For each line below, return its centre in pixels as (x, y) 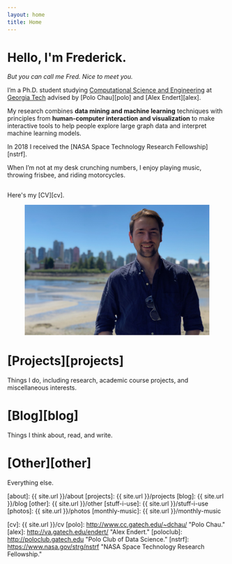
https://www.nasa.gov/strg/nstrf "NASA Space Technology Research (106, 547)
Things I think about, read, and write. (60, 435)
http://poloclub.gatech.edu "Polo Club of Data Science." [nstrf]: (98, 539)
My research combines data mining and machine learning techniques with (115, 111)
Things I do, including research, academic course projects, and (98, 380)
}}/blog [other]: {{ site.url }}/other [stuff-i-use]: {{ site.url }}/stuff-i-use (108, 503)
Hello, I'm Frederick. (67, 58)
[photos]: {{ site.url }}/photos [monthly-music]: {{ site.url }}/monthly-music (114, 511)
